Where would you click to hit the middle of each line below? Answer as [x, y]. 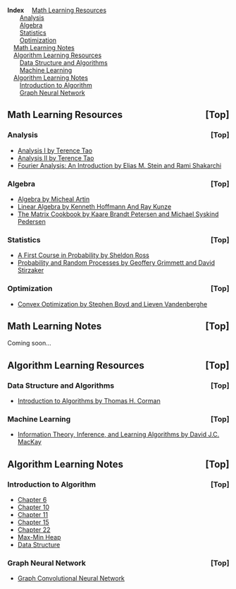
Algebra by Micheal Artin [54, 199]
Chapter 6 [32, 500]
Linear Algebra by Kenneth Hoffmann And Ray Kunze [94, 206]
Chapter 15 [33, 523]
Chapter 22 [34, 530]
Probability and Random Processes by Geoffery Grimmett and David [116, 263]
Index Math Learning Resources [57, 10]
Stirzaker [31, 270]
